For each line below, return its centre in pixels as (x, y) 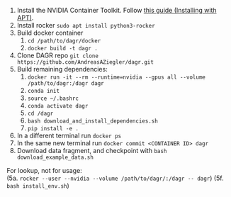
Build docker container (50, 33)
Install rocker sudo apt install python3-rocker (86, 25)
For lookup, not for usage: (44, 170)
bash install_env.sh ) (38, 186)
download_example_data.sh (55, 157)
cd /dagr (40, 113)
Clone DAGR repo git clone (57, 55)
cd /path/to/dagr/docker (64, 41)
